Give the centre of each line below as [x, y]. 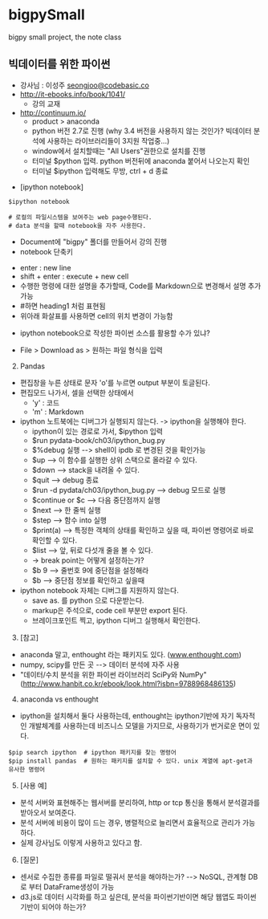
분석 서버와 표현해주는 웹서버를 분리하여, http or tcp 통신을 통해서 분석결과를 [140, 802]
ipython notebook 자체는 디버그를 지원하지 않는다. [99, 590]
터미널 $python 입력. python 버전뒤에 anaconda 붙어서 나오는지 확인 [141, 161]
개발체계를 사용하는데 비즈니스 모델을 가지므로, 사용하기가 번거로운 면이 [140, 726]
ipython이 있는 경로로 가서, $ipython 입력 [97, 431]
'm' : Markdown [58, 412]
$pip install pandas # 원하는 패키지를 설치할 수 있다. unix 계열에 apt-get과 [130, 761]
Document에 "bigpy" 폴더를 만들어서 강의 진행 [93, 242]
